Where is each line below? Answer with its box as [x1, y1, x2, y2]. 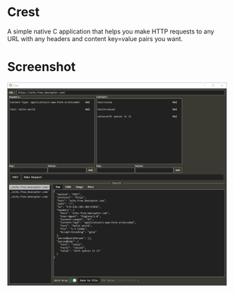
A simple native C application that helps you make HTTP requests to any [7, 27, 214, 35]
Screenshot [7, 59, 76, 75]
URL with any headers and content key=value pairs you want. [7, 34, 183, 42]
